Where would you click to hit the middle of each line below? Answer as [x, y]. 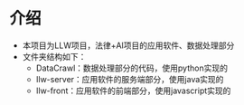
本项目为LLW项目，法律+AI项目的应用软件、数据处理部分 [128, 45]
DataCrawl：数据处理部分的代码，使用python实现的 [132, 68]
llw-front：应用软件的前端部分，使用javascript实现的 [133, 91]
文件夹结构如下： [54, 56]
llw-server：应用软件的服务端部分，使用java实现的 [130, 79]
